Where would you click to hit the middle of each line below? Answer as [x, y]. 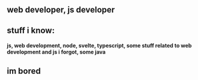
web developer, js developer [61, 10]
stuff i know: [31, 30]
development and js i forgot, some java [56, 52]
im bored [24, 71]
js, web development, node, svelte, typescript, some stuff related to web [99, 46]
